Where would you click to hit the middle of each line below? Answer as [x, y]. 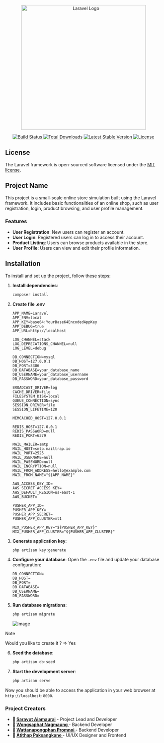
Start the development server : [44, 672]
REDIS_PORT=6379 [29, 435]
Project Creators [26, 709]
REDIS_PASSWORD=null [34, 431]
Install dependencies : [35, 285]
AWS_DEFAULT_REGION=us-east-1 [44, 492]
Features [16, 221]
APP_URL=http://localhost [39, 331]
